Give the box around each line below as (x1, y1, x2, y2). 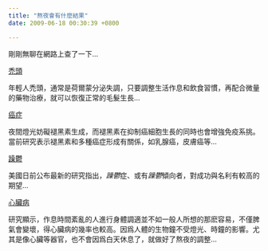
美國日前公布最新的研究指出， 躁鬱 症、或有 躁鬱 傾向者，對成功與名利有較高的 (8, 171, 260, 180)
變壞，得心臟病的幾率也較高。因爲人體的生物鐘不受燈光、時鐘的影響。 (22, 224, 253, 233)
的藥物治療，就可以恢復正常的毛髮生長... (8, 92, 141, 102)
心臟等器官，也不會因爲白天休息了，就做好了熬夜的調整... (29, 234, 218, 244)
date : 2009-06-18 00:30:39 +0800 (8, 19, 120, 27)
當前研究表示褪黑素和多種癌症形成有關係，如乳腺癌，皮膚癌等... (8, 136, 218, 146)
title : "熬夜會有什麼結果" (8, 11, 89, 20)
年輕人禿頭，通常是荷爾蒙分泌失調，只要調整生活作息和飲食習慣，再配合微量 (8, 83, 260, 92)
